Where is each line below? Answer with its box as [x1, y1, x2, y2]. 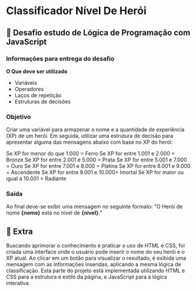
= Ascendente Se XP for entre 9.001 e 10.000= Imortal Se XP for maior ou [6, 169, 184, 176]
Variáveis [14, 79, 37, 86]
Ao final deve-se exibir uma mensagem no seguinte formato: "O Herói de [6, 203, 183, 210]
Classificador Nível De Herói [6, 4, 147, 18]
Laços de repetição [14, 91, 62, 98]
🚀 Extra [6, 226, 34, 236]
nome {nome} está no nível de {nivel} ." [6, 209, 102, 216]
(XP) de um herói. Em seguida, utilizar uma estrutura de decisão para [6, 133, 174, 140]
